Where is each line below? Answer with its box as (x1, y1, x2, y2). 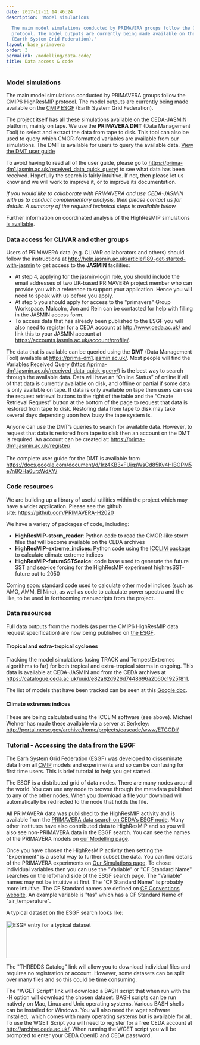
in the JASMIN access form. (14, 311, 84, 318)
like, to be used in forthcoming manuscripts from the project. (6, 594, 155, 601)
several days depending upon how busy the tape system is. (6, 411, 152, 419)
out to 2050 (31, 570, 60, 577)
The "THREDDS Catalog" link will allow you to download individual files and (6, 963, 190, 970)
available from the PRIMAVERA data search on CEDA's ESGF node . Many (6, 816, 185, 823)
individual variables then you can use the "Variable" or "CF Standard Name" (6, 865, 192, 872)
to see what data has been (120, 165, 185, 173)
